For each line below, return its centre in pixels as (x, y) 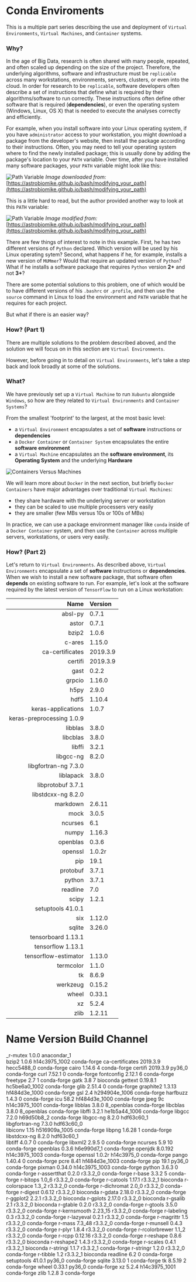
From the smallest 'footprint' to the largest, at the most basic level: (86, 418)
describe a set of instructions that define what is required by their (85, 92)
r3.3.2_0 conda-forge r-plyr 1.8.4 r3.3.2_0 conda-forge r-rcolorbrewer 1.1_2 (96, 1229)
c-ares (74, 642)
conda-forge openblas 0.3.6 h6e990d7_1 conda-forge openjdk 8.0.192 (90, 1149)
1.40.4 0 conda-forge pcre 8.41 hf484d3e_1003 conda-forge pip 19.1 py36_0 (97, 1161)
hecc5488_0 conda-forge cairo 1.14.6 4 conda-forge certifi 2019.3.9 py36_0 (97, 1068)
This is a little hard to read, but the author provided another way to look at (95, 201)
